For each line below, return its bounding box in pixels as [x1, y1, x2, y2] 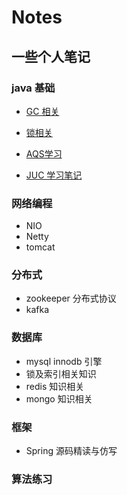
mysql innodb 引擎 [25, 355, 103, 367]
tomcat [25, 241, 56, 253]
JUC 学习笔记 [25, 169, 83, 181]
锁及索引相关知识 [25, 367, 97, 380]
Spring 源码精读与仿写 [25, 445, 118, 457]
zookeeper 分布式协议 [25, 292, 117, 305]
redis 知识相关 [25, 380, 85, 392]
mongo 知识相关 [25, 392, 93, 405]
